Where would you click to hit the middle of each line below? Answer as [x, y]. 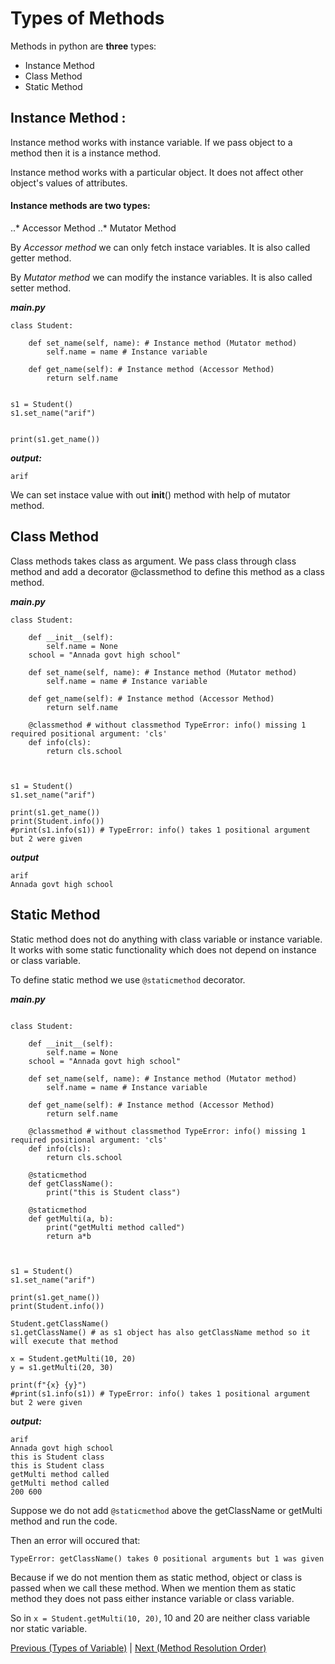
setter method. [41, 288]
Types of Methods [87, 18]
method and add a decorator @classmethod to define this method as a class [167, 571]
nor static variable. [49, 1628]
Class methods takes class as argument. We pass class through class [153, 561]
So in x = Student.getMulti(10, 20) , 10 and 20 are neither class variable [160, 1618]
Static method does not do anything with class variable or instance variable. [166, 939]
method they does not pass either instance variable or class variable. [152, 1598]
